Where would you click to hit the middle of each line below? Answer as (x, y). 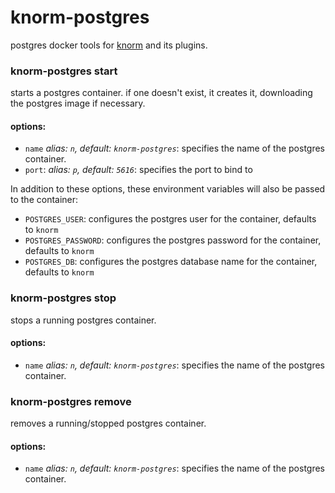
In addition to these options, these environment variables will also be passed (168, 189)
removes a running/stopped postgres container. (108, 423)
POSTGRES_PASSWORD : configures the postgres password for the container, (173, 240)
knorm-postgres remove (71, 401)
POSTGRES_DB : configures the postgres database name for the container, (171, 262)
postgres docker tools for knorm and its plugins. (109, 45)
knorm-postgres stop (63, 298)
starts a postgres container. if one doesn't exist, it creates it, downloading (161, 93)
